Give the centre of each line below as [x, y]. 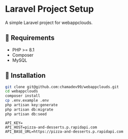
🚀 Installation [25, 76]
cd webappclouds [21, 92]
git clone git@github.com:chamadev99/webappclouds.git [62, 87]
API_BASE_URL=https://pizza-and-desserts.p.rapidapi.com [64, 131]
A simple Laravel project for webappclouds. [49, 23]
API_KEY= [14, 123]
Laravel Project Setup [50, 9]
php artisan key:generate [31, 105]
